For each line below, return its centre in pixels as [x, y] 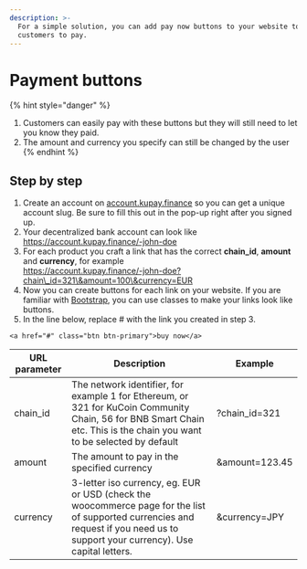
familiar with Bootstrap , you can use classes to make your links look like [158, 300]
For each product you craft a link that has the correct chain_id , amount [157, 251]
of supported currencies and [133, 517]
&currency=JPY [250, 517]
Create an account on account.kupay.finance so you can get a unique [154, 203]
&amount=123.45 [254, 462]
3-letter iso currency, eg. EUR [136, 483]
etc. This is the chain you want [137, 430]
